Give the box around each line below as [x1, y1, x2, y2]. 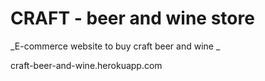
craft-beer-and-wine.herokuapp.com [10, 59, 163, 71]
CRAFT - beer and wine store [10, 7, 255, 30]
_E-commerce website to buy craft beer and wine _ [10, 40, 221, 52]
